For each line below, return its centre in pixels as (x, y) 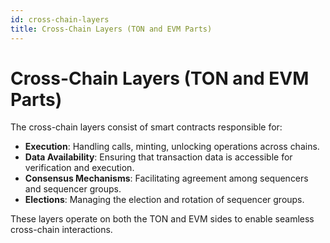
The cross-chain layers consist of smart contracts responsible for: (146, 127)
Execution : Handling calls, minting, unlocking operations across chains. (172, 147)
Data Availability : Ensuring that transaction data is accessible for (158, 157)
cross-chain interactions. (61, 230)
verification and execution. (79, 168)
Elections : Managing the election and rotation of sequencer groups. (164, 200)
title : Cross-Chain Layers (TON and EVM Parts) (111, 29)
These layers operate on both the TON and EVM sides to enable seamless (162, 219)
